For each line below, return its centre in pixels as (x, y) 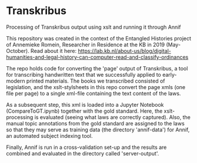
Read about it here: (54, 50)
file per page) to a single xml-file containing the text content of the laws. (94, 93)
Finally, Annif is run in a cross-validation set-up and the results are (86, 147)
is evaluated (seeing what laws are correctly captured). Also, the (113, 117)
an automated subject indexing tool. (49, 135)
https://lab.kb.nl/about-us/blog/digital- (125, 50)
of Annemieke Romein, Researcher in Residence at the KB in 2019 (86, 45)
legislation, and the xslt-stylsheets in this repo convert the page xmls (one (96, 87)
